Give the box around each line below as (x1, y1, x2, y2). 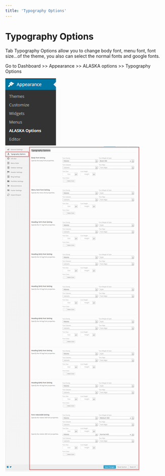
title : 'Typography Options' (5, 8, 67, 13)
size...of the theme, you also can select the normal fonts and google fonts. (5, 53, 160, 59)
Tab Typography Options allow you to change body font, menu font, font (5, 47, 156, 53)
